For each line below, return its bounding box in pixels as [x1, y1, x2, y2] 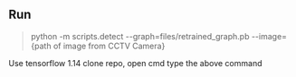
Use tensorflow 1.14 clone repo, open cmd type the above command [8, 57, 263, 68]
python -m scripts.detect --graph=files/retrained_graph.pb [30, 30, 250, 41]
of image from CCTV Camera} [53, 40, 166, 51]
